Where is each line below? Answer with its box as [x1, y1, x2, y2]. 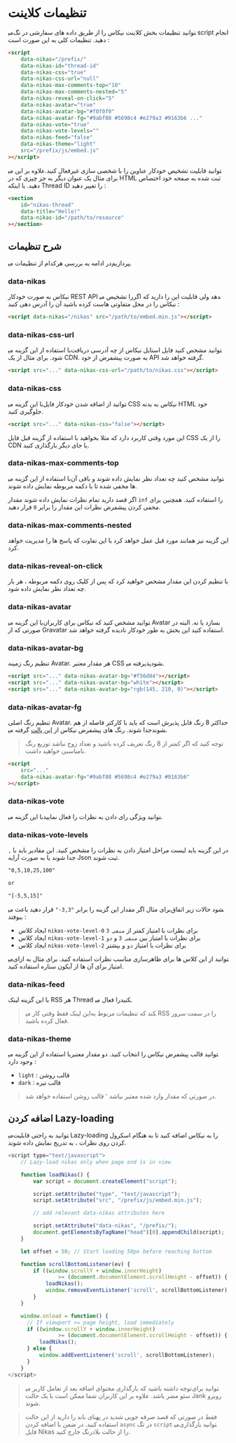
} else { [26, 1345, 53, 1352]
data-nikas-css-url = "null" [20, 75, 99, 82]
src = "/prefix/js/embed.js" [20, 147, 99, 154]
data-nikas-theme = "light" [20, 140, 97, 148]
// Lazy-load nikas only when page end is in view [20, 1158, 172, 1166]
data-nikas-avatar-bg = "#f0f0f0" [20, 107, 115, 115]
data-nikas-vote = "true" [20, 121, 90, 128]
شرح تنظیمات [8, 240, 62, 252]
